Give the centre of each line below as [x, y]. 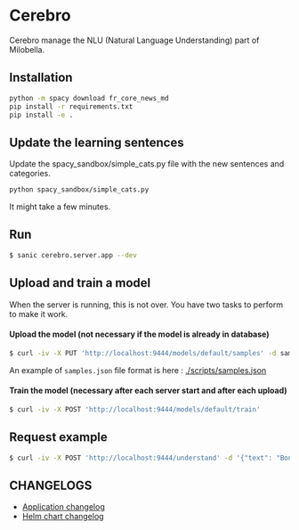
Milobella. [27, 49]
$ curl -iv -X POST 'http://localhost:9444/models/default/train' [135, 409]
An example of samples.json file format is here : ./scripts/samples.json [138, 370]
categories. [30, 174]
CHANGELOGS [51, 485]
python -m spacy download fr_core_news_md [89, 98]
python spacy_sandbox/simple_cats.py [79, 190]
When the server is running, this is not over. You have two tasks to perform [146, 305]
